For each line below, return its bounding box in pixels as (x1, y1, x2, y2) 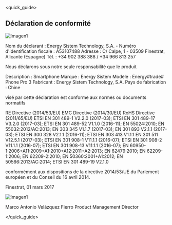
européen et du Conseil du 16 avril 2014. (5, 174, 91, 180)
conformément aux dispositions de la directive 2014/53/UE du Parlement (5, 169, 159, 175)
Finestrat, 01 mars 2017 (5, 184, 54, 190)
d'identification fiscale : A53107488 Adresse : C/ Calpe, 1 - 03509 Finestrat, (5, 48, 165, 54)
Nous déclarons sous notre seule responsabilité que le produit (5, 64, 137, 70)
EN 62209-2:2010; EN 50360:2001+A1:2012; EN (22, 153, 123, 159)
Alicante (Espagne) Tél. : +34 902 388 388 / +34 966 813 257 (5, 53, 136, 59)
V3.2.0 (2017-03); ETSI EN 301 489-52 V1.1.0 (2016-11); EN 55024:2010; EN (5, 120, 165, 127)
